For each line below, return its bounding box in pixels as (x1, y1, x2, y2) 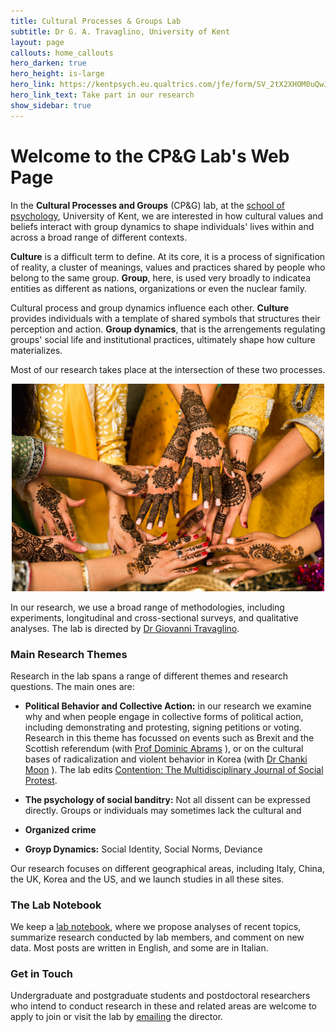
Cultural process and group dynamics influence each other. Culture (10, 301, 290, 314)
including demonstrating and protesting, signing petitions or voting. (24, 721, 302, 733)
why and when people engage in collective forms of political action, (24, 710, 304, 722)
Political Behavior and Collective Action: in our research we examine (24, 700, 312, 712)
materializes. (10, 344, 63, 356)
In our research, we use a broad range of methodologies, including (10, 601, 285, 613)
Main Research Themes (10, 647, 128, 661)
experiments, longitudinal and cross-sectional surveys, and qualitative (10, 611, 299, 624)
